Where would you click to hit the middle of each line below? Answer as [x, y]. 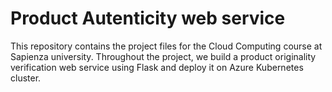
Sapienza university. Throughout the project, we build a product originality [163, 56]
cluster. [26, 78]
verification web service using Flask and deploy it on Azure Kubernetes [157, 67]
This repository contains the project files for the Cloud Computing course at [166, 46]
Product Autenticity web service [148, 18]
